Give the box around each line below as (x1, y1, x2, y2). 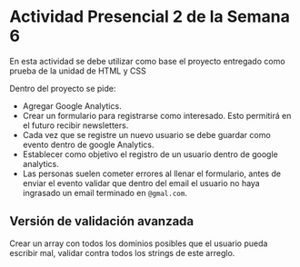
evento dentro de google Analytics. (22, 139, 155, 150)
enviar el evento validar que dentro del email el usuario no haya (22, 177, 261, 188)
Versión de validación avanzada (9, 213, 195, 229)
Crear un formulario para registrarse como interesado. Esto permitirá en (22, 110, 292, 121)
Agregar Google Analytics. (22, 100, 122, 111)
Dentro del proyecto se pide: (9, 83, 116, 94)
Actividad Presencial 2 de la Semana (9, 6, 291, 27)
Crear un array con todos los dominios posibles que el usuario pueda (9, 238, 268, 249)
